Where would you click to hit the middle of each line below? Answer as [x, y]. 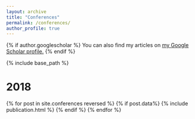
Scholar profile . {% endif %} [41, 52]
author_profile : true [33, 28]
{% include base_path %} [38, 63]
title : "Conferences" [33, 17]
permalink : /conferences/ [38, 23]
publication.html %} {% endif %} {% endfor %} [64, 110]
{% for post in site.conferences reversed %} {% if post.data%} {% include [97, 104]
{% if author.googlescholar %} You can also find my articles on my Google [97, 45]
